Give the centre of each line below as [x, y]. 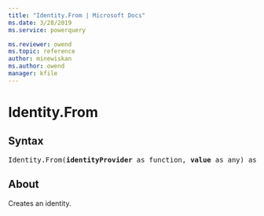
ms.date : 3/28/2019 [40, 23]
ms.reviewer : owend [40, 44]
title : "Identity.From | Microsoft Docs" [77, 15]
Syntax [26, 141]
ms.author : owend [37, 66]
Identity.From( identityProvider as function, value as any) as [132, 159]
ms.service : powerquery [47, 30]
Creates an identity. [40, 203]
